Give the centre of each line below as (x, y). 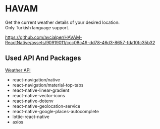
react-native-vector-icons (39, 95)
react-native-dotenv (33, 101)
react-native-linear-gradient (41, 90)
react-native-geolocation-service (46, 106)
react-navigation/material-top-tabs (48, 85)
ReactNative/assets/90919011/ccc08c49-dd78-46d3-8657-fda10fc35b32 (80, 42)
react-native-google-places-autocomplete (55, 111)
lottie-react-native (31, 117)
